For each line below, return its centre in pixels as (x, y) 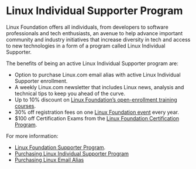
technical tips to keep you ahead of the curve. (70, 93)
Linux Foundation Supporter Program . (60, 147)
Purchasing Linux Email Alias (49, 160)
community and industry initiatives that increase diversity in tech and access (98, 39)
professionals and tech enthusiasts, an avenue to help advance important (94, 33)
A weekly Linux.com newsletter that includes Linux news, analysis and (99, 87)
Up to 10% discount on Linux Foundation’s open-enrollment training (96, 99)
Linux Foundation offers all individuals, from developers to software (87, 27)
